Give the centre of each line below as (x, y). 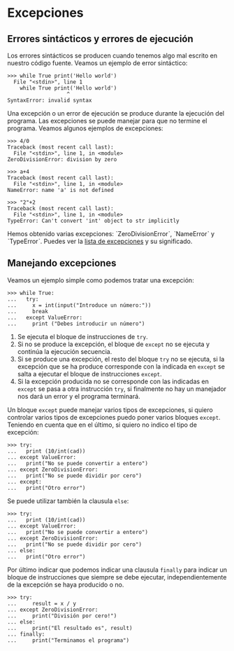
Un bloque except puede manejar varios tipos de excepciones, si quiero (110, 410)
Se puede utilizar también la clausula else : (68, 501)
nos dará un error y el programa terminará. (79, 396)
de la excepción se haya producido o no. (66, 584)
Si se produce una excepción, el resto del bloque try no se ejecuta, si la (121, 359)
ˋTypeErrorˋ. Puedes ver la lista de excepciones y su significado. (100, 241)
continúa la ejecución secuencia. (65, 351)
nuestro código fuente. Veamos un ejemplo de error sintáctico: (97, 63)
